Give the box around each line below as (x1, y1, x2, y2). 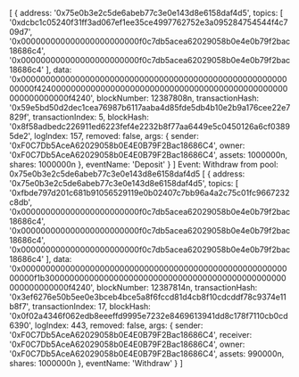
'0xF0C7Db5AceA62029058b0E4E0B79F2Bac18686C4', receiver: (9, 330, 253, 340)
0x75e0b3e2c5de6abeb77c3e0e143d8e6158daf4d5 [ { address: (9, 168, 245, 179)
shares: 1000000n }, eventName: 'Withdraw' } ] (9, 358, 183, 368)
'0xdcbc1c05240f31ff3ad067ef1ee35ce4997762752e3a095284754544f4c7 (9, 17, 288, 28)
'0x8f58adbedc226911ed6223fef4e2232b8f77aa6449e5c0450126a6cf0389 (9, 121, 290, 132)
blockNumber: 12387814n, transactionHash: (96, 283, 258, 292)
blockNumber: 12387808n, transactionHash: (96, 93, 260, 103)
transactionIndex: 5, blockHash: (32, 111, 149, 122)
